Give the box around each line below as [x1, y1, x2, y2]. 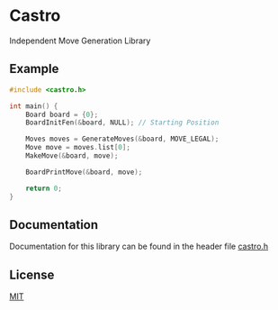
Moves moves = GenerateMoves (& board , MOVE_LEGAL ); [25, 134, 220, 144]
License [9, 267, 55, 282]
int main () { [9, 101, 58, 111]
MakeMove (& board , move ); [25, 151, 119, 160]
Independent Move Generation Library [9, 35, 151, 46]
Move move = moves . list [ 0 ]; [25, 143, 130, 152]
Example [9, 61, 59, 77]
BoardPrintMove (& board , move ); [25, 168, 143, 177]
